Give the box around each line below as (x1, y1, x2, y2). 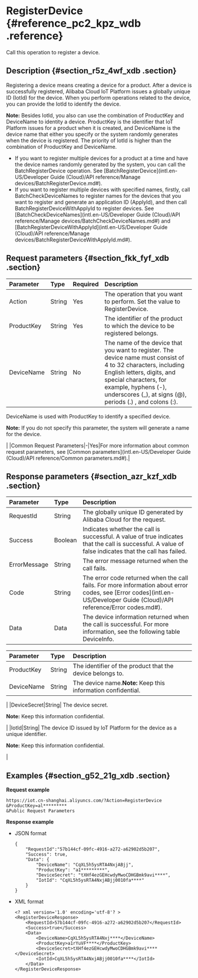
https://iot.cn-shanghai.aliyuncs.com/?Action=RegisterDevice (6, 798, 162, 804)
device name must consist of (104, 353, 184, 361)
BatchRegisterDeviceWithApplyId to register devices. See (14, 205, 154, 212)
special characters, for (104, 375, 167, 384)
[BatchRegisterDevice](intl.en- (104, 167, 178, 174)
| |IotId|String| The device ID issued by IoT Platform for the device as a (6, 724, 177, 731)
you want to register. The (104, 346, 174, 354)
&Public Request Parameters (6, 808, 75, 814)
